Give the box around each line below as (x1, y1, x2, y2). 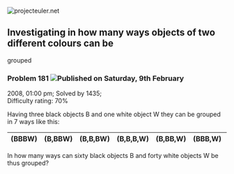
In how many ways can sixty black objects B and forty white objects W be (7, 152, 219, 160)
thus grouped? (7, 159, 49, 167)
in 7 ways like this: (7, 118, 60, 126)
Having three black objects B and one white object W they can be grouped (7, 110, 221, 118)
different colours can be (7, 38, 114, 49)
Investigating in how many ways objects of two (7, 26, 216, 38)
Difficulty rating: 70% (7, 97, 68, 105)
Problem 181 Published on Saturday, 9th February (7, 73, 185, 83)
